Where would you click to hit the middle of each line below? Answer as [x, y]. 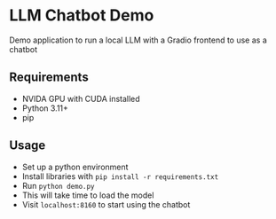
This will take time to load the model [88, 195]
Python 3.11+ [45, 108]
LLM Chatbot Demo [82, 16]
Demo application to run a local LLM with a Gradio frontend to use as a [138, 40]
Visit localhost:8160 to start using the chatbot [106, 204]
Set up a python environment [75, 167]
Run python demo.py [58, 185]
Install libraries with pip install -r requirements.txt [120, 176]
